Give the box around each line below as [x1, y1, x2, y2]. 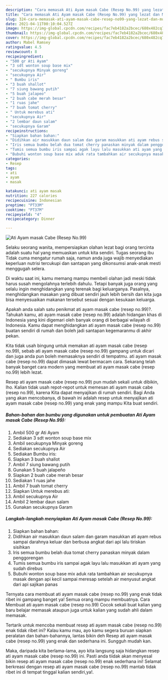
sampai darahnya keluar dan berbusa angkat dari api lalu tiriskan [12, 539, 146, 545]
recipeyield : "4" [5, 212, 42, 217]
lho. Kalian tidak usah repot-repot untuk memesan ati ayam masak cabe [5, 384, 153, 391]
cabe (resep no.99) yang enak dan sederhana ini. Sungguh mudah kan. [5, 638, 152, 644]
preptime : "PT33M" [5, 202, 44, 208]
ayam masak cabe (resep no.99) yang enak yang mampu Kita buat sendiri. [5, 400, 159, 406]
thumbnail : [5, 31, 28, 36]
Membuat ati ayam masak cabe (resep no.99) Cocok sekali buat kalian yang [5, 602, 162, 608]
